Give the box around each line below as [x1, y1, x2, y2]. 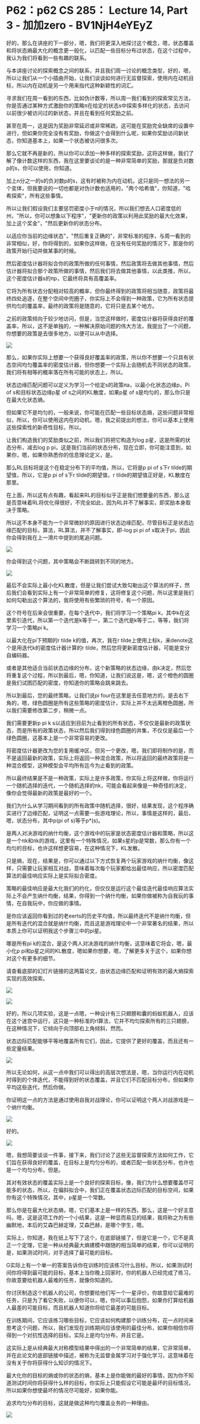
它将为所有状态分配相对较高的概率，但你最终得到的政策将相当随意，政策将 [6, 287, 189, 294]
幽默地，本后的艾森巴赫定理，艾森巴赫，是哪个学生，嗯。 [6, 1221, 147, 1229]
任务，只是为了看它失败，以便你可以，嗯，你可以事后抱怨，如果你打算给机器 [6, 1296, 194, 1304]
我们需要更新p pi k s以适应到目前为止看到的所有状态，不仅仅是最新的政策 [6, 719, 186, 726]
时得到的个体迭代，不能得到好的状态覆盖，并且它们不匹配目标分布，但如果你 [6, 1076, 194, 1083]
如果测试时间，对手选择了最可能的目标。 [16, 1249, 116, 1256]
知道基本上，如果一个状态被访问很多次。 [21, 136, 121, 144]
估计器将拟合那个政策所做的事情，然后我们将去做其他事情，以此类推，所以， [6, 267, 194, 274]
